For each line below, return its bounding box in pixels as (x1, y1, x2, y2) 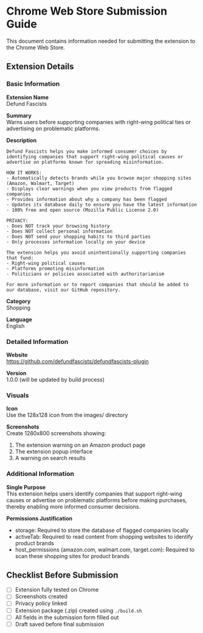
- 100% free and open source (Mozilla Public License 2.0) (6, 207, 159, 213)
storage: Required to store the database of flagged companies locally (15, 526, 189, 534)
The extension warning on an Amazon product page (15, 441, 146, 449)
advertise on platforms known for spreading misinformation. (6, 159, 165, 165)
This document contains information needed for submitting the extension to (6, 37, 196, 44)
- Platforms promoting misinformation (6, 265, 105, 271)
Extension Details (6, 61, 74, 72)
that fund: (6, 254, 34, 261)
